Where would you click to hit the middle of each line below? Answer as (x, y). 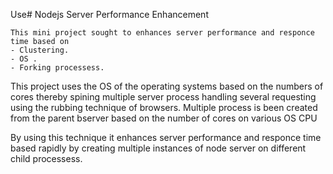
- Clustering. (40, 50)
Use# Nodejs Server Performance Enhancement (109, 14)
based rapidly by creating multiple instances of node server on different (158, 148)
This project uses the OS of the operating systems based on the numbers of (167, 86)
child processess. (46, 158)
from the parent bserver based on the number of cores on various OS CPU (164, 118)
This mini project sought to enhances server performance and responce (162, 33)
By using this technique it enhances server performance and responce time (166, 137)
